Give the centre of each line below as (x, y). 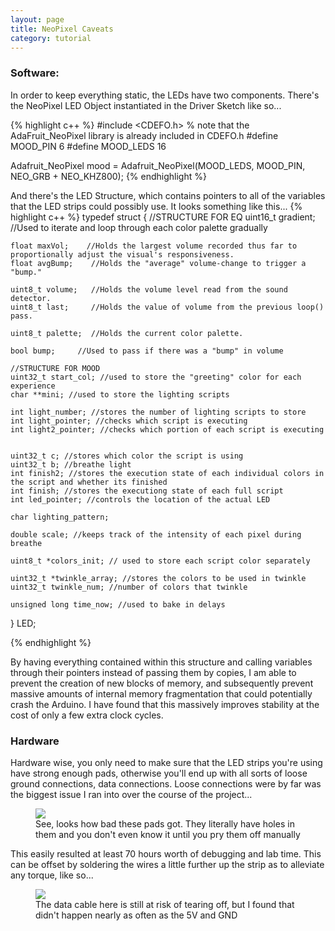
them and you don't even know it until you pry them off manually (168, 834)
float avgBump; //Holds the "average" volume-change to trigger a (158, 263)
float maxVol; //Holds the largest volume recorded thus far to (154, 246)
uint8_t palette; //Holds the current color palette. (127, 333)
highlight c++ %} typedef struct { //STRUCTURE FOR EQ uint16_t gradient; (163, 217)
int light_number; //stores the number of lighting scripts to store (158, 412)
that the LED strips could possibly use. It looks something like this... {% (156, 206)
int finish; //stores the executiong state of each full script (147, 491)
